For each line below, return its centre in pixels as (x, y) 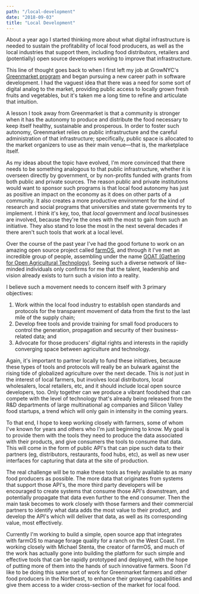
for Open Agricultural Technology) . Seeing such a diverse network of (91, 263)
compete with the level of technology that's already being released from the (99, 399)
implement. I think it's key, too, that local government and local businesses (97, 213)
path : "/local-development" (41, 12)
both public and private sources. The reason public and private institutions (97, 182)
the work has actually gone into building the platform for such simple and (96, 554)
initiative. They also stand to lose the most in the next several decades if (94, 226)
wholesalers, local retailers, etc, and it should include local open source (94, 386)
